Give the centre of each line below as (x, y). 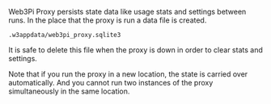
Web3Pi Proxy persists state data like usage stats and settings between (127, 12)
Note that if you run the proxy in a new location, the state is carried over (128, 74)
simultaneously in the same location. (69, 91)
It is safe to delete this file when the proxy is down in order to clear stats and (135, 50)
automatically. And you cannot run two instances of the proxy (111, 83)
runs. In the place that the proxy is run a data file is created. (108, 20)
